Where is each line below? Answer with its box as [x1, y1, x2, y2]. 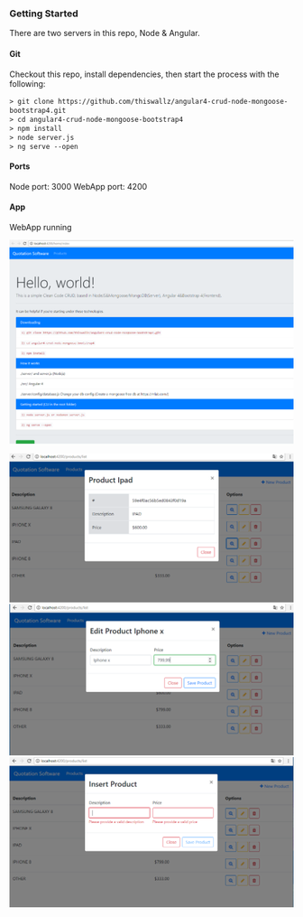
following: [9, 78, 46, 89]
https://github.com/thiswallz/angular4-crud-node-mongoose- [57, 97, 289, 106]
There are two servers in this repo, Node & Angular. [9, 28, 200, 39]
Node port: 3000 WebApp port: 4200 [9, 181, 148, 192]
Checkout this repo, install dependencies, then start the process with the [9, 69, 280, 80]
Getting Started [9, 7, 78, 20]
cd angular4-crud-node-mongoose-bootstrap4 [17, 115, 183, 124]
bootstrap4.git [9, 106, 67, 115]
